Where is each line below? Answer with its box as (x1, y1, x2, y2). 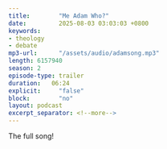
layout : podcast (8, 101, 63, 110)
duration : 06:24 (8, 79, 70, 87)
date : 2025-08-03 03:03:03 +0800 (8, 19, 149, 27)
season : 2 (8, 64, 42, 72)
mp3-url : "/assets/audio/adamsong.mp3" (8, 49, 160, 57)
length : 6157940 (8, 57, 63, 65)
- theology (8, 34, 45, 43)
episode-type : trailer (8, 72, 84, 80)
